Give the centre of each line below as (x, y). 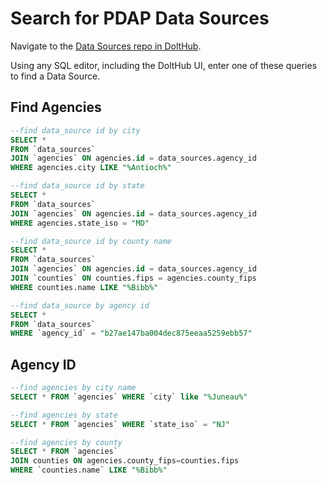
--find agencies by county (66, 442)
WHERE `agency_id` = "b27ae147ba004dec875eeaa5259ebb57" (131, 333)
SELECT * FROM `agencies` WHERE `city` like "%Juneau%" (129, 397)
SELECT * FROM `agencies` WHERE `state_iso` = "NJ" (120, 424)
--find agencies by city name (73, 388)
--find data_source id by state (77, 186)
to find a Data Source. (55, 76)
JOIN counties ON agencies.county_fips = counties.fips (125, 461)
